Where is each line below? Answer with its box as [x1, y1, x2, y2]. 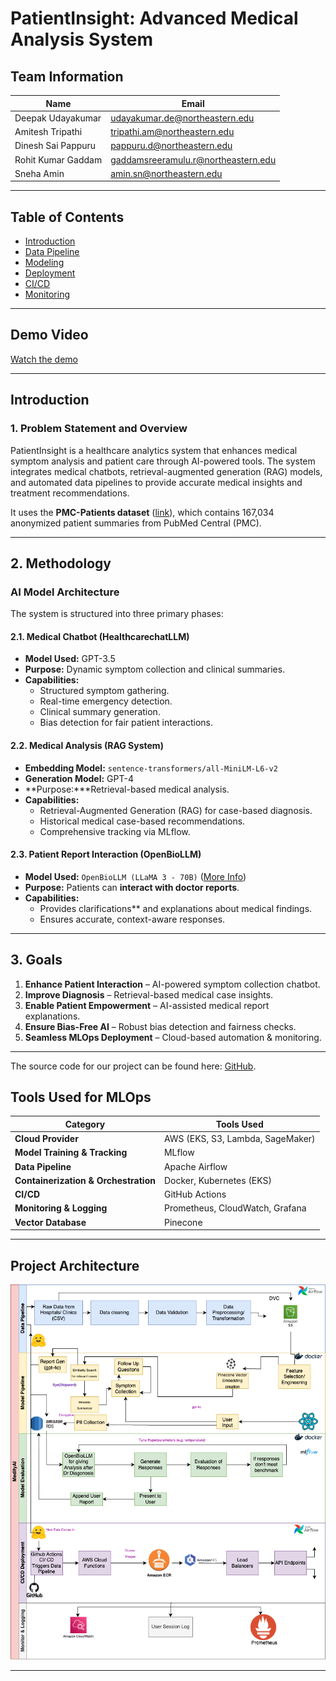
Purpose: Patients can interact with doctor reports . [24, 881, 240, 893]
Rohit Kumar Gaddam [14, 153, 103, 166]
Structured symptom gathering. [39, 685, 170, 697]
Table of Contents [10, 208, 125, 226]
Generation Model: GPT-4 [24, 772, 134, 784]
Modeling [24, 257, 65, 269]
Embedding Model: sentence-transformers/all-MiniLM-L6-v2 [24, 762, 278, 774]
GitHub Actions [163, 1188, 227, 1201]
